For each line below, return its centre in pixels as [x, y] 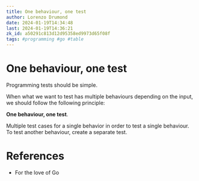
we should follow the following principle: [56, 103]
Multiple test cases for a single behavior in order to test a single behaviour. [98, 126]
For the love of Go [37, 172]
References [35, 156]
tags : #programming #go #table [45, 39]
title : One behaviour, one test [46, 12]
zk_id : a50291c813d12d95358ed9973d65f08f [58, 34]
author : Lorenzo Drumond [37, 17]
